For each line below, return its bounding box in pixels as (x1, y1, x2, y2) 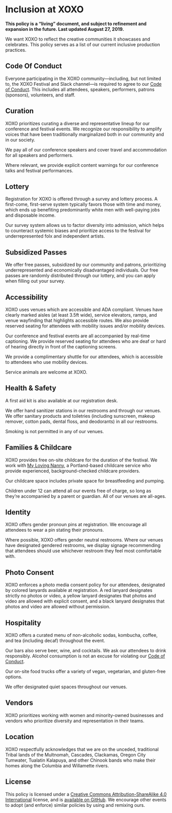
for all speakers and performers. (5, 152, 73, 158)
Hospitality (5, 618, 41, 627)
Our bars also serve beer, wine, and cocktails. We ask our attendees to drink (5, 648, 166, 654)
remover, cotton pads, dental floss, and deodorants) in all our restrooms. (5, 418, 158, 424)
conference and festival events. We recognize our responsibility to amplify (5, 126, 162, 132)
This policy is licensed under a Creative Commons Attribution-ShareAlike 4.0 (5, 791, 167, 797)
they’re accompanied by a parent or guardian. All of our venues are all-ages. (5, 493, 166, 499)
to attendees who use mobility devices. (5, 359, 88, 365)
